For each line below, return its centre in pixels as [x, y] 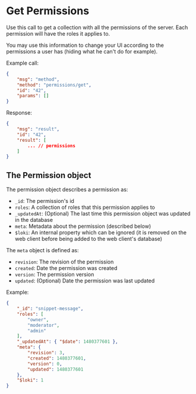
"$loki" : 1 [30, 380]
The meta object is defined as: [42, 250]
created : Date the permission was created [66, 268]
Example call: [23, 63]
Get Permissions [48, 11]
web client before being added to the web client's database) [88, 239]
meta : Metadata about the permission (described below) [83, 226]
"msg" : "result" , [38, 129]
